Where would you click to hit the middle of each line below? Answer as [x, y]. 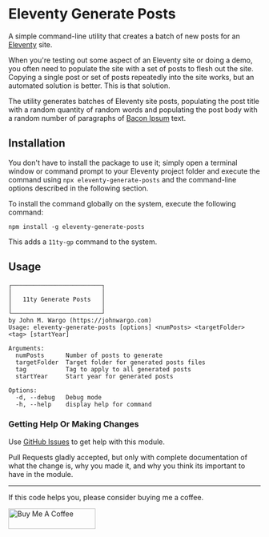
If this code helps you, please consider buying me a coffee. [106, 497]
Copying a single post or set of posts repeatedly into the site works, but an [131, 77]
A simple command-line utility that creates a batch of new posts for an [124, 36]
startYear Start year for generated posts [94, 376]
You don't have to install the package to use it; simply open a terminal [123, 162]
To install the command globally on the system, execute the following [122, 203]
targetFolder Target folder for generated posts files [110, 362]
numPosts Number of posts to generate [89, 355]
